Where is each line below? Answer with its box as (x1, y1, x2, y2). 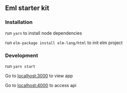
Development (5, 52, 39, 59)
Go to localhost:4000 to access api (5, 82, 77, 88)
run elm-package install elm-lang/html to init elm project (5, 40, 123, 46)
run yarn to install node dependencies (5, 30, 83, 36)
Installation (5, 19, 33, 26)
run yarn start (5, 63, 36, 69)
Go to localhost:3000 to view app (5, 73, 73, 79)
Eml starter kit (5, 4, 49, 12)
